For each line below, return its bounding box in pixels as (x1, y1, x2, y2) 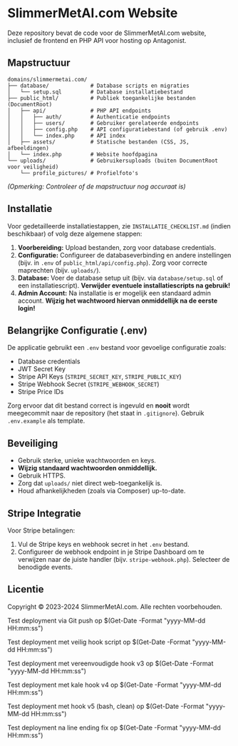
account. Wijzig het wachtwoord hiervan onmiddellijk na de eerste (17, 296, 218, 305)
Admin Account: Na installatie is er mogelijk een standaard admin (17, 288, 212, 297)
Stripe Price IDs (17, 388, 64, 396)
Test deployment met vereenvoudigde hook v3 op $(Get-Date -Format (7, 659, 214, 667)
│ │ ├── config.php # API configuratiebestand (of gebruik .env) (7, 126, 228, 133)
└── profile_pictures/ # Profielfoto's (20, 169, 139, 176)
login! (17, 303, 36, 312)
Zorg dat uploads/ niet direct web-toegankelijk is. (17, 479, 162, 488)
